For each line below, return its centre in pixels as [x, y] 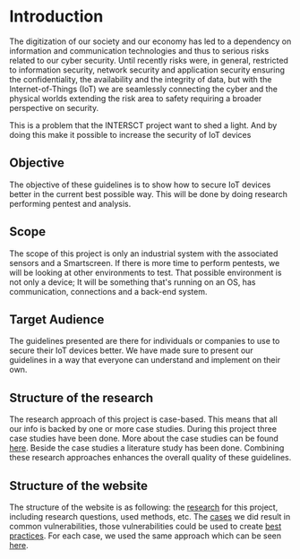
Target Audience [57, 319]
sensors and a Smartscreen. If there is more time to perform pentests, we [145, 262]
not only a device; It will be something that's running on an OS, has [133, 282]
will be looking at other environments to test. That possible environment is [146, 272]
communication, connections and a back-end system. [108, 291]
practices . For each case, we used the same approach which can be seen [146, 536]
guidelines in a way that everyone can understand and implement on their [145, 360]
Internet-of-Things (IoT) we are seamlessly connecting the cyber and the [143, 89]
